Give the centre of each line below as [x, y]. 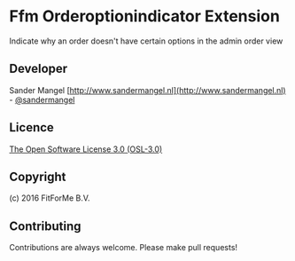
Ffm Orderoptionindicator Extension [145, 16]
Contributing [45, 226]
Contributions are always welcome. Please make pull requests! [123, 248]
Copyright [38, 176]
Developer [39, 69]
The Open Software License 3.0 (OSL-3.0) [86, 149]
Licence [32, 127]
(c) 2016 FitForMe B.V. [50, 198]
